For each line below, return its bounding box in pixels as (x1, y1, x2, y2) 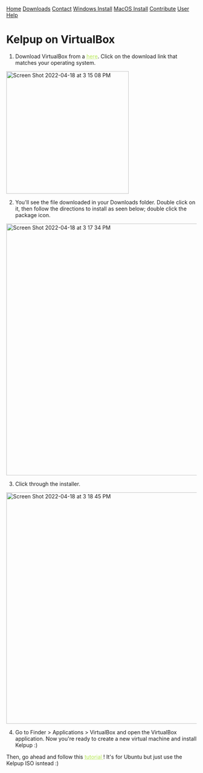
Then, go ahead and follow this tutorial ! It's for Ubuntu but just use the (6, 753, 182, 760)
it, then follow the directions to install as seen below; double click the (14, 205, 187, 212)
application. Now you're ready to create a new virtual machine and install (14, 735, 197, 742)
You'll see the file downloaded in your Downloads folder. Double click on (14, 198, 196, 206)
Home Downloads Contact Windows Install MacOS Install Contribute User (6, 5, 190, 12)
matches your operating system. (14, 59, 96, 66)
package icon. (14, 211, 51, 218)
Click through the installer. (14, 480, 80, 488)
